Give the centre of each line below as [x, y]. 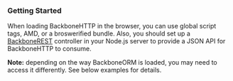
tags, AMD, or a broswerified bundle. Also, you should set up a [99, 33]
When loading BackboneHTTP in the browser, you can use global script [112, 26]
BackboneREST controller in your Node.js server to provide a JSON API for [116, 41]
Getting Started [34, 11]
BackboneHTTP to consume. [50, 49]
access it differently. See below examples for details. [85, 70]
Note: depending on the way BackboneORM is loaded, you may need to [113, 63]
